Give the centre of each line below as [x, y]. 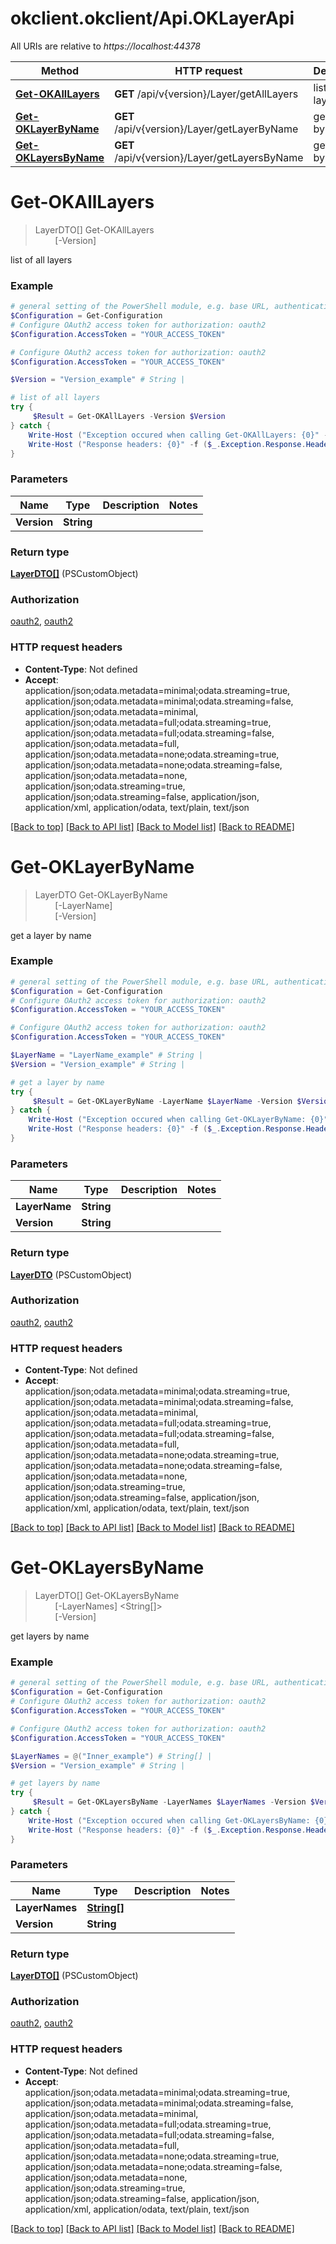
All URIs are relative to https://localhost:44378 [105, 46]
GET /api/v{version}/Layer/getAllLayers [206, 94]
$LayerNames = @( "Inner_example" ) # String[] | [111, 1756]
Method [60, 70]
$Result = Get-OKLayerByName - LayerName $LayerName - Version [162, 1101]
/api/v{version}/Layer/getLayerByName [206, 129]
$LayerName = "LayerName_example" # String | [106, 1055]
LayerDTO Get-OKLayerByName [101, 894]
